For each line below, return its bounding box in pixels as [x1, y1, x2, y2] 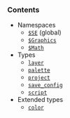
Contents [7, 5, 40, 15]
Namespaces [17, 21, 56, 29]
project [27, 74, 50, 81]
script [27, 89, 48, 96]
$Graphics [27, 37, 57, 44]
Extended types [17, 96, 64, 104]
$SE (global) [27, 28, 62, 37]
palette [27, 67, 50, 74]
